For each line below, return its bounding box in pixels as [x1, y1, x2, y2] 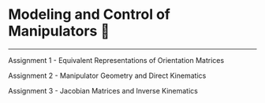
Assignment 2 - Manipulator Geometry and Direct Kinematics [8, 71, 207, 80]
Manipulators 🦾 [8, 22, 110, 40]
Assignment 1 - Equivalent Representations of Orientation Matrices [8, 55, 225, 64]
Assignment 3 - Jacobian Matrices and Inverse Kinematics [8, 86, 199, 95]
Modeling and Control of [8, 6, 171, 24]
